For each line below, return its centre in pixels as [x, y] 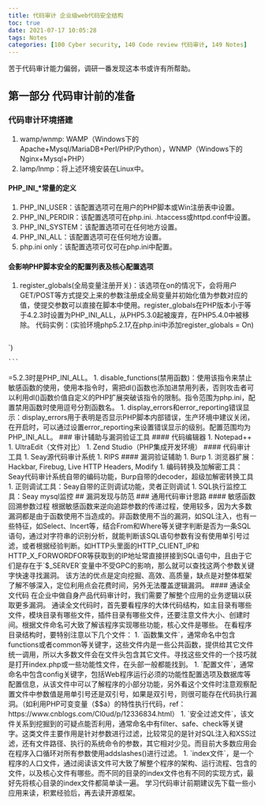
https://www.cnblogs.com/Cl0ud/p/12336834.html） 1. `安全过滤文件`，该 [128, 714]
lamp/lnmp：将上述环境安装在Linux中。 [84, 168]
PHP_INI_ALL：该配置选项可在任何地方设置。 [92, 237]
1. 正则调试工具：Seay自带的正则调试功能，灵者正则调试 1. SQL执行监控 [124, 486]
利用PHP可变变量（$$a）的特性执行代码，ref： [109, 704]
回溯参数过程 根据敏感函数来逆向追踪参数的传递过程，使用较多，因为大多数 [130, 506]
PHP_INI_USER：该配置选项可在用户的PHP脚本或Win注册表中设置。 [129, 207]
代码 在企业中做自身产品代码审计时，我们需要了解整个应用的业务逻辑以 [130, 595]
